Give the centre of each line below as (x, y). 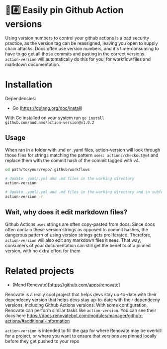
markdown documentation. (33, 64)
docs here (15, 316)
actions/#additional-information (38, 321)
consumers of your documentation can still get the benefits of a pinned (78, 245)
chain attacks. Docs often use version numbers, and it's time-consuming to (82, 48)
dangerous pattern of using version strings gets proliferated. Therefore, (78, 235)
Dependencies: (21, 98)
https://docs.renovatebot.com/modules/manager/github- (85, 316)
